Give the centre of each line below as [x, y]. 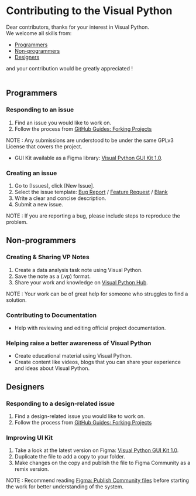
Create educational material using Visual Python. [73, 356]
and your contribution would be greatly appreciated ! [70, 68]
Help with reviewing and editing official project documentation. [90, 328]
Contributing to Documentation [51, 315]
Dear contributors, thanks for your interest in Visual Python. [78, 27]
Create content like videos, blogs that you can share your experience [98, 362]
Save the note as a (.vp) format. [53, 276]
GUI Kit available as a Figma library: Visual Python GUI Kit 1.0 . [88, 158]
